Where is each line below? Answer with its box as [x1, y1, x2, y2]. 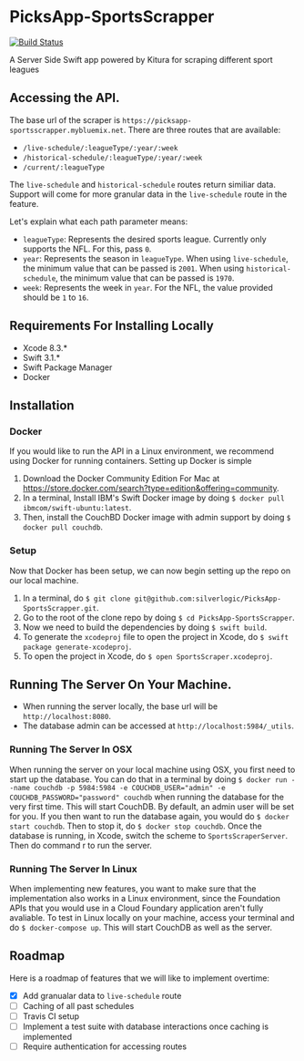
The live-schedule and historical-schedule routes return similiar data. [9, 179, 276, 190]
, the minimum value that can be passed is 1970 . [56, 272, 235, 283]
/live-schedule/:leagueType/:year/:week [22, 143, 178, 152]
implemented [22, 1032, 73, 1043]
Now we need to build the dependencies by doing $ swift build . [22, 622, 268, 633]
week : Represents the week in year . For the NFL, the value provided [22, 282, 273, 293]
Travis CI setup [22, 1010, 80, 1022]
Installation [9, 397, 75, 413]
